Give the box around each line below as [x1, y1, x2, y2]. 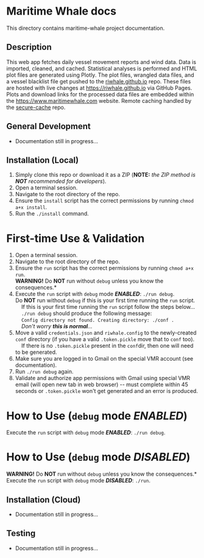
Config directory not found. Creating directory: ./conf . [21, 317, 175, 323]
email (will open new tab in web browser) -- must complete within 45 [15, 381, 189, 388]
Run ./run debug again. [15, 368, 74, 375]
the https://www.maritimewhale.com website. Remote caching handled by [6, 97, 192, 104]
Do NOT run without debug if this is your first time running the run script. [15, 297, 195, 304]
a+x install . [15, 203, 47, 211]
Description [6, 42, 52, 52]
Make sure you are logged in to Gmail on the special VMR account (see [15, 355, 194, 362]
